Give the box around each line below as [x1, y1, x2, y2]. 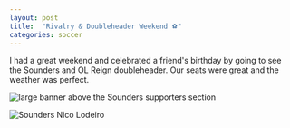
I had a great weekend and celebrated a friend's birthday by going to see [9, 55, 282, 66]
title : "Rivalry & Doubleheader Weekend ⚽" [9, 22, 182, 31]
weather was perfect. [9, 74, 90, 85]
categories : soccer [9, 30, 83, 39]
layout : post [9, 13, 59, 23]
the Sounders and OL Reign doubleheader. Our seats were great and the [9, 64, 279, 75]
